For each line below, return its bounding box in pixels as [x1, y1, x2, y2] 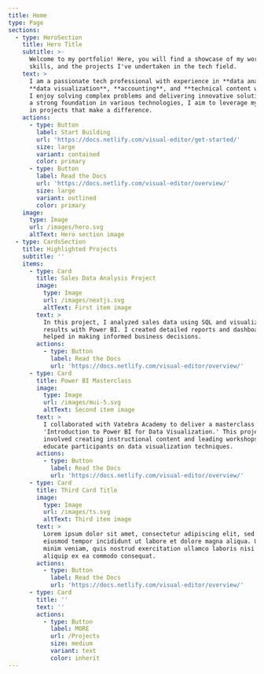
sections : [8, 26, 41, 34]
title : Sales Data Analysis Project [36, 274, 156, 283]
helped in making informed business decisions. [42, 333, 202, 341]
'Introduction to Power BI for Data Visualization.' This [42, 427, 237, 436]
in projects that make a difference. [28, 107, 153, 115]
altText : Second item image [42, 406, 135, 414]
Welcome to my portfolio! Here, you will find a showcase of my [28, 56, 244, 64]
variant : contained [36, 150, 101, 158]
